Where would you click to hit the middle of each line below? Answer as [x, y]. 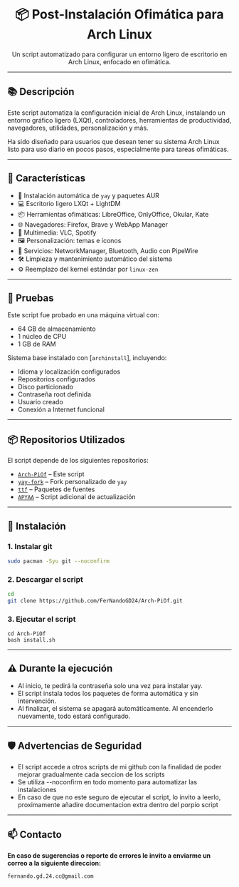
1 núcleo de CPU [42, 337]
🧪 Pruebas [31, 298]
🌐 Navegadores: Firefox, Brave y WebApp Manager [93, 224]
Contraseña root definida [54, 394]
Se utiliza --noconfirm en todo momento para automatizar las [107, 781]
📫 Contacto [34, 835]
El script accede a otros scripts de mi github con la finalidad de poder [119, 766]
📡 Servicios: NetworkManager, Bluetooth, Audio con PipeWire [108, 250]
